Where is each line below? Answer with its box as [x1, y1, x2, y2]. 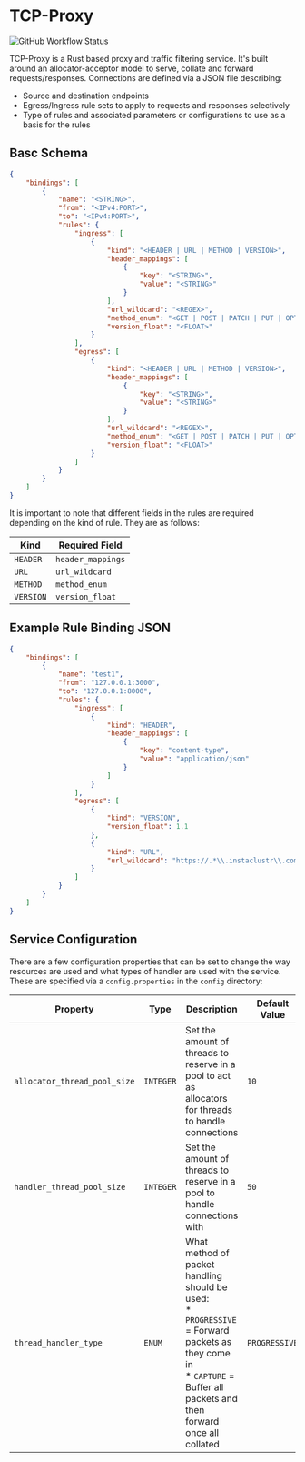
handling [185, 1269, 222, 1282]
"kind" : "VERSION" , [106, 813, 181, 823]
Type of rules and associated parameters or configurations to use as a [22, 109, 286, 120]
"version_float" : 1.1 [106, 822, 189, 832]
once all [185, 1426, 220, 1438]
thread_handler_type [14, 1337, 103, 1347]
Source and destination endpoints [22, 90, 150, 101]
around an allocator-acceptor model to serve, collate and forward [9, 63, 254, 74]
